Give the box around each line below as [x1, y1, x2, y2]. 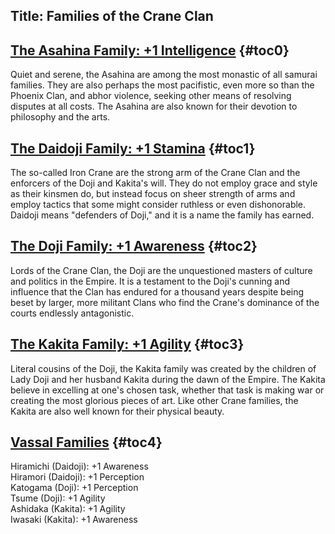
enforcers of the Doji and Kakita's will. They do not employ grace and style [10, 177, 318, 189]
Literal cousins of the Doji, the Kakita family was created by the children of [10, 362, 317, 374]
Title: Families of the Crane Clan [10, 8, 214, 25]
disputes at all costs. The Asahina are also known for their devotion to [10, 100, 298, 113]
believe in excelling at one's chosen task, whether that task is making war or [10, 384, 325, 396]
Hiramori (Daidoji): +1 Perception [10, 471, 145, 483]
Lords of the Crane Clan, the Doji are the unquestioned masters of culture [10, 264, 313, 276]
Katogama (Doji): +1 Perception [10, 482, 139, 494]
